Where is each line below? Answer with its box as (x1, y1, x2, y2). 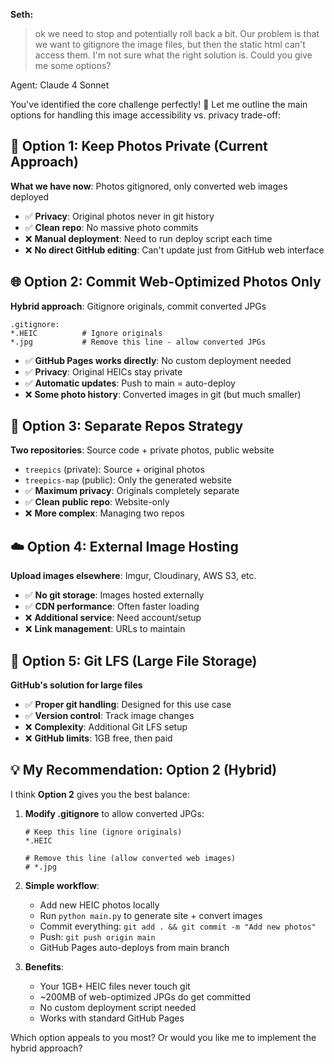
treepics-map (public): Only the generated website (24, 474, 232, 486)
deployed (10, 190, 50, 203)
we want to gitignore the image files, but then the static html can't (34, 39, 306, 50)
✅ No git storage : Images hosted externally (24, 589, 205, 601)
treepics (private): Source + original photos (24, 464, 205, 476)
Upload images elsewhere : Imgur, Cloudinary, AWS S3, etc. (10, 570, 257, 582)
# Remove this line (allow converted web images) (24, 853, 237, 863)
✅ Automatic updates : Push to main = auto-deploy (24, 377, 236, 389)
